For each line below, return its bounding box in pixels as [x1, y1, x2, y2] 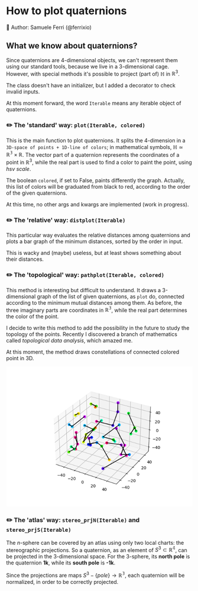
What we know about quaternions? [6, 41, 138, 51]
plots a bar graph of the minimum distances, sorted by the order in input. [6, 238, 183, 245]
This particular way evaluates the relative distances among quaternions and [6, 232, 190, 239]
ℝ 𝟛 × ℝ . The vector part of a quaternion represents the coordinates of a [6, 150, 180, 158]
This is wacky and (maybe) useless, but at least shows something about [6, 250, 181, 257]
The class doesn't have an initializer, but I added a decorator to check [6, 82, 176, 89]
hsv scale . [6, 166, 31, 173]
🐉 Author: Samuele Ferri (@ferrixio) [6, 24, 92, 31]
